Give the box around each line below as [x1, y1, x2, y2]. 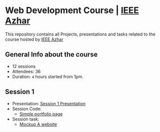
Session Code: [12, 106, 42, 112]
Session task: [12, 116, 40, 122]
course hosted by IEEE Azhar [5, 36, 63, 42]
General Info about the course [5, 50, 98, 59]
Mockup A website [19, 121, 58, 127]
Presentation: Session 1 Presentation [12, 100, 86, 106]
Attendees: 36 [12, 68, 41, 74]
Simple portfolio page [19, 111, 63, 116]
